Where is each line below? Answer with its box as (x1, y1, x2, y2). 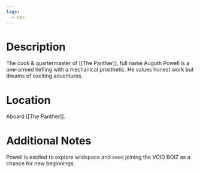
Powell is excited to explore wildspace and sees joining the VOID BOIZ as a (6, 153, 190, 161)
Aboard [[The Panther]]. (6, 113, 66, 120)
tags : (6, 8, 20, 15)
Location (6, 93, 51, 107)
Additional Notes (6, 134, 92, 147)
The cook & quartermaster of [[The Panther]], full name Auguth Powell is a (6, 60, 190, 67)
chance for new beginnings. (6, 160, 75, 167)
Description (6, 40, 66, 54)
